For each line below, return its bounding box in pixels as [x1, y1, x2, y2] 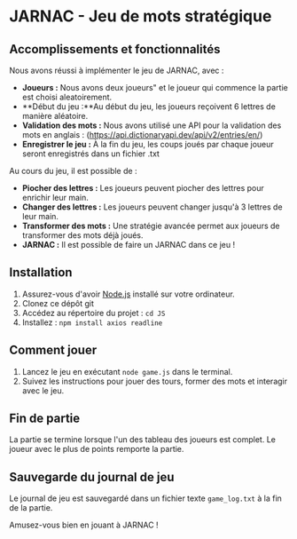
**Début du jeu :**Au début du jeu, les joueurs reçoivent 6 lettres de [21, 101, 277, 112]
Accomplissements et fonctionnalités [9, 42, 221, 57]
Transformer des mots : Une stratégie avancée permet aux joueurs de [21, 220, 280, 231]
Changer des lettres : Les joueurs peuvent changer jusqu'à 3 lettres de [21, 202, 283, 212]
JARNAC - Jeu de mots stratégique [9, 6, 272, 27]
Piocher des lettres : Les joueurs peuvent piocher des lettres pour [21, 183, 264, 193]
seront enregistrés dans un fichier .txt [21, 148, 160, 159]
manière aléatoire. [21, 111, 89, 121]
